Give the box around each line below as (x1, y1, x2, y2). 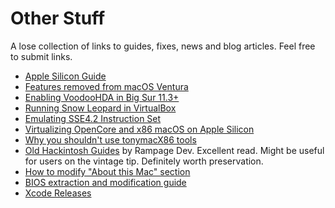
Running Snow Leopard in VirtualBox (24, 102, 177, 114)
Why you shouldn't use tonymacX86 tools (24, 133, 197, 146)
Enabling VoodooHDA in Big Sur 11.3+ (24, 91, 180, 103)
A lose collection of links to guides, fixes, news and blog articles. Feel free (10, 40, 316, 52)
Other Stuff (10, 7, 106, 30)
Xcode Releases (24, 187, 92, 199)
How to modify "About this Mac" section (24, 165, 191, 177)
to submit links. (10, 50, 73, 62)
